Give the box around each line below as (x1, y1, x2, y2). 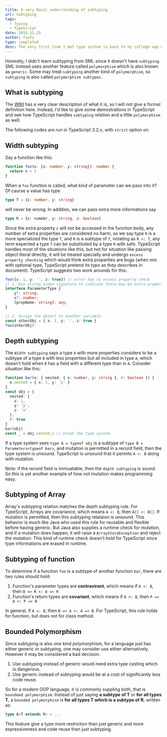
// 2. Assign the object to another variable (5, 314, 101, 318)
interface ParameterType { (5, 286, 61, 291)
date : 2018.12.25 (5, 30, 41, 35)
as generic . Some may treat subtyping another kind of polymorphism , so (5, 68, 151, 75)
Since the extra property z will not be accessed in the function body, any (5, 225, 154, 231)
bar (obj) (5, 426, 23, 431)
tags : (5, 16, 16, 21)
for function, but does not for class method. (5, 613, 94, 619)
